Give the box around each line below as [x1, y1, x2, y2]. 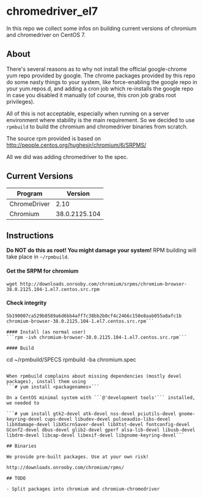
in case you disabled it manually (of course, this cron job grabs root [6, 91, 176, 99]
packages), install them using [6, 378, 86, 384]
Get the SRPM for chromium [6, 267, 79, 274]
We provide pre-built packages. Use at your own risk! [6, 453, 149, 460]
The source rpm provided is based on [6, 134, 102, 142]
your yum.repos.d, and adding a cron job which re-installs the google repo [6, 85, 194, 92]
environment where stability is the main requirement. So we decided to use [6, 116, 195, 123]
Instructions [6, 230, 54, 241]
